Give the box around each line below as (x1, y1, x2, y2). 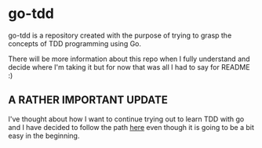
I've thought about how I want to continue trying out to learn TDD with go (8, 114, 245, 124)
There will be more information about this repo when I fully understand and (8, 54, 250, 63)
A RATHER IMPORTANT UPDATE (8, 93, 169, 106)
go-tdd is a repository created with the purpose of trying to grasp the (8, 31, 232, 40)
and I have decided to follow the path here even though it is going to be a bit (8, 122, 255, 132)
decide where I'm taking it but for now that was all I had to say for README (8, 62, 250, 71)
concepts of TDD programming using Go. (8, 38, 142, 48)
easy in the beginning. (8, 131, 80, 140)
